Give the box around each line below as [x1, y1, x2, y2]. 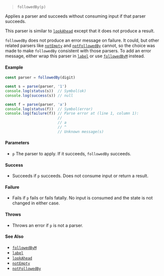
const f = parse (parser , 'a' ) [5, 102, 67, 107]
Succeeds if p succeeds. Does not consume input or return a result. [12, 173, 148, 179]
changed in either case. [12, 200, 60, 206]
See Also [5, 233, 23, 240]
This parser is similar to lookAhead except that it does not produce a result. [5, 28, 155, 34]
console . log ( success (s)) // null [5, 93, 73, 98]
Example [5, 64, 23, 70]
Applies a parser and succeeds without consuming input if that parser [5, 13, 146, 19]
